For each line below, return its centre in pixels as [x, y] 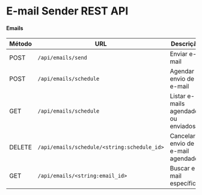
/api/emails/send [62, 58]
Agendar [182, 72]
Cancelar [182, 136]
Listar [178, 96]
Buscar [180, 169]
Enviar [179, 54]
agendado [184, 159]
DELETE [20, 147]
